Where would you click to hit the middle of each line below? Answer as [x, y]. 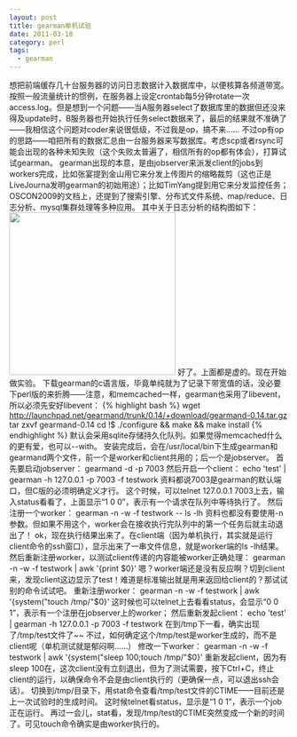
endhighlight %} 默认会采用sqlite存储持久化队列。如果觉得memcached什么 [146, 435]
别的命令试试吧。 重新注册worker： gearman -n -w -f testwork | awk [134, 590]
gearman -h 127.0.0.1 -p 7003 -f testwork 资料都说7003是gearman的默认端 [145, 479]
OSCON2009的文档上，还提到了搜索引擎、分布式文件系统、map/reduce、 [145, 196]
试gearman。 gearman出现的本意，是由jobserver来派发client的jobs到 [136, 162]
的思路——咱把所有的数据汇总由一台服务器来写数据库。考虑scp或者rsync [143, 140]
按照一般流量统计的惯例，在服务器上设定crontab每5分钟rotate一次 [129, 96]
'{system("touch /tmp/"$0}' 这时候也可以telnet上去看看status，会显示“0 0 [144, 602]
